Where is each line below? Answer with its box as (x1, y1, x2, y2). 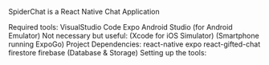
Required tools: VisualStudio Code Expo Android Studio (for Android (8, 22, 233, 31)
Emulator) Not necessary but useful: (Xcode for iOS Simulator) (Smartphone (8, 31, 259, 40)
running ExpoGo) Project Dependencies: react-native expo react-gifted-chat (8, 39, 261, 49)
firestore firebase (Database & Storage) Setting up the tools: (8, 48, 207, 57)
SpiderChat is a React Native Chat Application (8, 7, 161, 16)
